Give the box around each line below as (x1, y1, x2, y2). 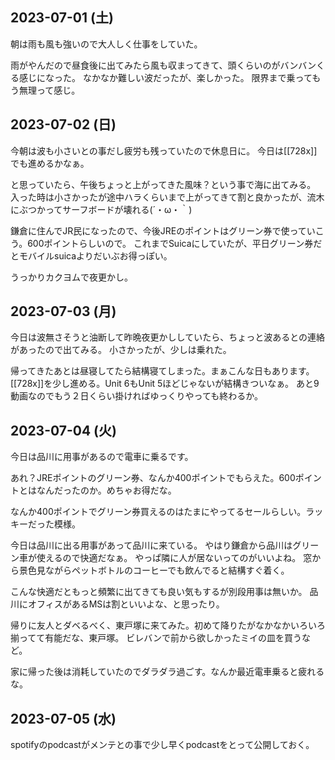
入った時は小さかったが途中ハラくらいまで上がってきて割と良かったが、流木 (10, 191, 325, 203)
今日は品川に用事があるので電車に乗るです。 (10, 451, 194, 463)
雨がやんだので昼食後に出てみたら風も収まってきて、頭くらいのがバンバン (10, 59, 317, 71)
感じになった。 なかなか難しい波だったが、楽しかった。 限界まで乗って (18, 71, 313, 83)
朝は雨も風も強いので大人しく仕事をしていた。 (10, 38, 203, 50)
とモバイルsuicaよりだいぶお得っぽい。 (10, 249, 173, 262)
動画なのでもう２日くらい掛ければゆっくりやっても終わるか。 (10, 390, 263, 402)
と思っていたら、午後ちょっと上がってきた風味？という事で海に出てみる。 (10, 178, 317, 190)
